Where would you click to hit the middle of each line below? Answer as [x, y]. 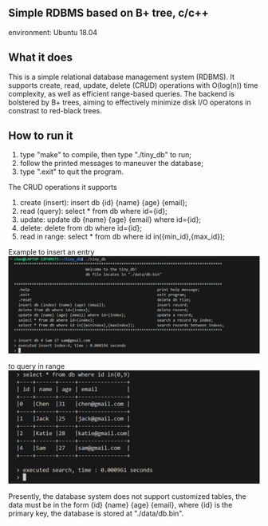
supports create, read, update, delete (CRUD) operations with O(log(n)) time [133, 85]
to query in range [37, 366]
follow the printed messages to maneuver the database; [111, 164]
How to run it [41, 136]
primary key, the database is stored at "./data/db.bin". [96, 513]
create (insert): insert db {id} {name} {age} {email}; [103, 203]
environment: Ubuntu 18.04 [53, 32]
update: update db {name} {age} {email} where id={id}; [110, 219]
